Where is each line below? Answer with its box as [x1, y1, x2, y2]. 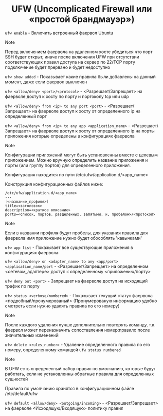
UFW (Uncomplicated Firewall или [11, 3, 152, 15]
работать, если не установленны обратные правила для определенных [5, 371, 154, 377]
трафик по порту [5, 283, 40, 289]
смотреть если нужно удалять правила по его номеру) [5, 303, 120, 309]
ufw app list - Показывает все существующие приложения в [5, 245, 133, 250]
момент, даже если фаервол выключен [5, 79, 87, 85]
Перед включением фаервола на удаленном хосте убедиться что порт [5, 49, 153, 55]
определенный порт [5, 113, 47, 119]
